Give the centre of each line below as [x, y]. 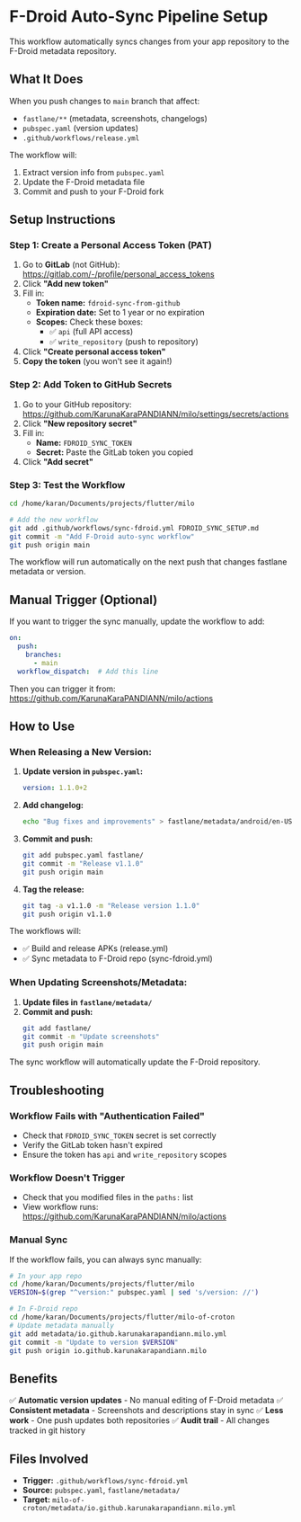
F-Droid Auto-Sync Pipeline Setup [139, 17]
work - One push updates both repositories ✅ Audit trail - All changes [139, 1420]
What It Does [46, 80]
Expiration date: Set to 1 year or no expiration [120, 313]
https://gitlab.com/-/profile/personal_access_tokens [119, 274]
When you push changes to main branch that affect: [105, 101]
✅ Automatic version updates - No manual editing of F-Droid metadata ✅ [146, 1401]
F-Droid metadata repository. [63, 50]
